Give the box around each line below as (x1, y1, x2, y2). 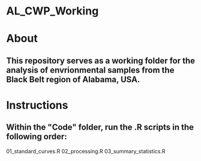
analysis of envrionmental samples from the (6, 65, 175, 75)
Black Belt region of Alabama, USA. (6, 74, 140, 85)
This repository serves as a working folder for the (6, 55, 196, 65)
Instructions (6, 98, 68, 112)
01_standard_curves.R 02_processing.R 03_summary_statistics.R (6, 147, 166, 154)
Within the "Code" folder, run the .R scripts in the (6, 122, 194, 133)
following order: (6, 132, 67, 142)
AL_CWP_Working (6, 4, 99, 18)
